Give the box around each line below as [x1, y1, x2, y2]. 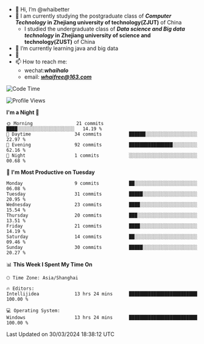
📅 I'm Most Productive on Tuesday [6, 168, 96, 176]
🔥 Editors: [6, 285, 35, 292]
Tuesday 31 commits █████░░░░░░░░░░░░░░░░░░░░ [6, 191, 198, 197]
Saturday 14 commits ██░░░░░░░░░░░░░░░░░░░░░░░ [6, 234, 198, 240]
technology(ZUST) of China [24, 38, 96, 45]
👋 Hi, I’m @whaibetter [15, 6, 70, 13]
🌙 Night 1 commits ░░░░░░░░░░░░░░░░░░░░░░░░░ [6, 152, 198, 159]
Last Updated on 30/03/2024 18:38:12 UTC [6, 331, 114, 338]
